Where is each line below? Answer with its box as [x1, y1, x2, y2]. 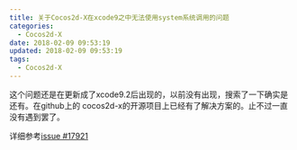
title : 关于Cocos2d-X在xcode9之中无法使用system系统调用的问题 [9, 13, 229, 22]
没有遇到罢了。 [9, 111, 65, 122]
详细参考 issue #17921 [9, 130, 88, 141]
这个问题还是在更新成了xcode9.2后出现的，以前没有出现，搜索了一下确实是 [9, 89, 289, 100]
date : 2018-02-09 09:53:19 [9, 38, 111, 48]
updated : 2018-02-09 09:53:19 [9, 47, 123, 56]
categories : [9, 22, 54, 31]
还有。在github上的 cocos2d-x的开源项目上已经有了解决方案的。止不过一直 [9, 100, 288, 110]
